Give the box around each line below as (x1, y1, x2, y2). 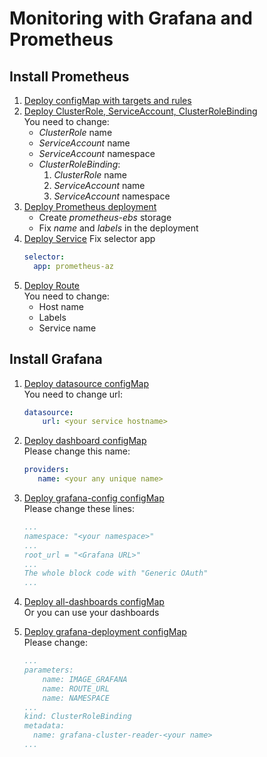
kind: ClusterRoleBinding (23, 712, 132, 722)
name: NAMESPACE (42, 693, 110, 703)
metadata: (23, 721, 66, 731)
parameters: (23, 665, 74, 676)
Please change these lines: (23, 503, 136, 515)
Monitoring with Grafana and (9, 7, 253, 30)
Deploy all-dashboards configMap (23, 596, 165, 608)
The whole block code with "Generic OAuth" (23, 568, 209, 579)
